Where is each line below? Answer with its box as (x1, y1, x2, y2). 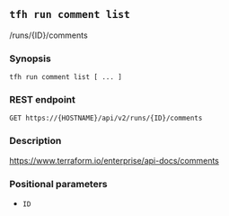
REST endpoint (9, 94, 76, 106)
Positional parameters (9, 177, 108, 190)
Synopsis (9, 52, 51, 65)
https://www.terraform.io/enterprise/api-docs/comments (9, 155, 220, 166)
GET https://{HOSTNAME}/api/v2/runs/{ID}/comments (9, 113, 203, 123)
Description (9, 135, 62, 148)
